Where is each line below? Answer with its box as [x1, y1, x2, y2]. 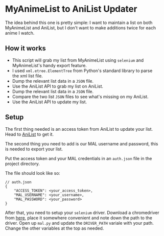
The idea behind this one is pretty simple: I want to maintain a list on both [5, 20, 153, 25]
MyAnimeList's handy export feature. [12, 62, 87, 68]
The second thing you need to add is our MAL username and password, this [5, 141, 158, 146]
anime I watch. [5, 30, 35, 36]
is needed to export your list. [5, 146, 63, 152]
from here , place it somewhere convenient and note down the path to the [5, 214, 153, 221]
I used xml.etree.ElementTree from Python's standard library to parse [12, 68, 153, 73]
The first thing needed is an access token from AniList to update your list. [5, 126, 153, 132]
